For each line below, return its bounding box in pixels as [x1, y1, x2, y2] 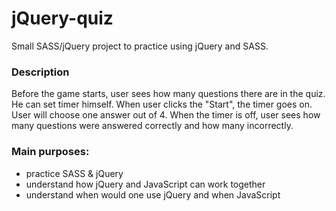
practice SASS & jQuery [25, 167, 124, 179]
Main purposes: [11, 145, 90, 159]
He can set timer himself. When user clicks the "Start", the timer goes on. [11, 98, 313, 111]
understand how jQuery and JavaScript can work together [25, 178, 266, 190]
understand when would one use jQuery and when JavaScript [25, 188, 281, 201]
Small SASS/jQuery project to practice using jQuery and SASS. [11, 40, 269, 52]
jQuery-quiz [11, 7, 114, 30]
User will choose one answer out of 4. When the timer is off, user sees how [11, 109, 321, 121]
